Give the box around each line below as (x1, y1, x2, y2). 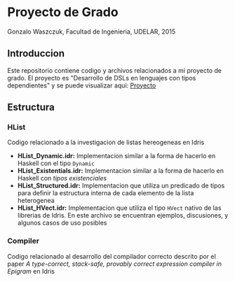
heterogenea (17, 197, 55, 205)
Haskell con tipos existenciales (17, 174, 107, 183)
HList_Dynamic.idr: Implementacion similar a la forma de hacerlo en (17, 152, 216, 160)
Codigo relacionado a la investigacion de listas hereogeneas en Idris (7, 138, 205, 147)
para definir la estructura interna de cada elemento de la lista (17, 189, 194, 197)
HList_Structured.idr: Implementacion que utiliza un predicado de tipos (17, 181, 225, 190)
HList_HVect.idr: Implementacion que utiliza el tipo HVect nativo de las (17, 204, 222, 212)
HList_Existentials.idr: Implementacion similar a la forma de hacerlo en (17, 167, 224, 175)
